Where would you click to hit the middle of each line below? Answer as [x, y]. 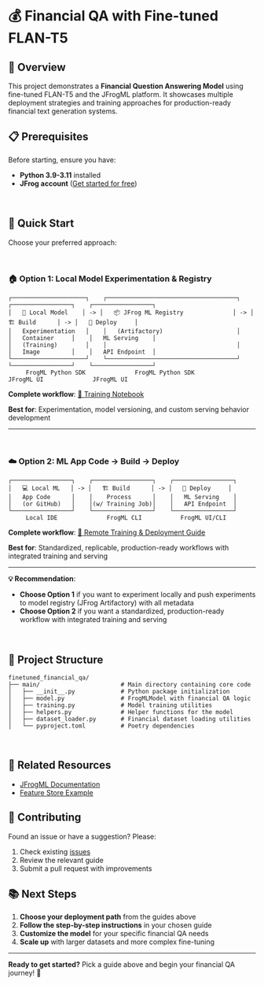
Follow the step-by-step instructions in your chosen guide [115, 925]
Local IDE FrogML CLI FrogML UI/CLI [126, 518]
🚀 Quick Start [41, 223]
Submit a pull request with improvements [86, 868]
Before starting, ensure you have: [62, 160]
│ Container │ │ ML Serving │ [82, 338]
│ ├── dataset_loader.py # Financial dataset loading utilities [130, 719]
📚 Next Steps [42, 894]
